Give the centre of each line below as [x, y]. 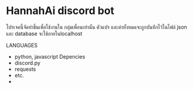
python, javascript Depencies [50, 56]
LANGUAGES [22, 45]
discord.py [27, 63]
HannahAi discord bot [60, 11]
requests [25, 69]
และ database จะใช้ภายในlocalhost [44, 33]
